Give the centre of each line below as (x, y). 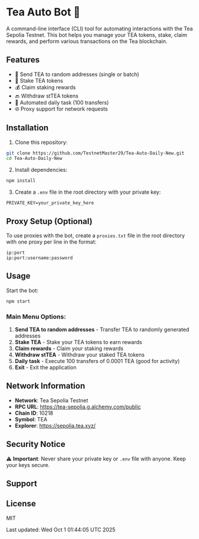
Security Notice (36, 444)
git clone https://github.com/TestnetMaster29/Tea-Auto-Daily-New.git (95, 153)
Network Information (46, 386)
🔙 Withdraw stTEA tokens (47, 96)
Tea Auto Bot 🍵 (43, 12)
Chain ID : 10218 (34, 413)
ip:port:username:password (40, 258)
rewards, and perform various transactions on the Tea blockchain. (87, 41)
